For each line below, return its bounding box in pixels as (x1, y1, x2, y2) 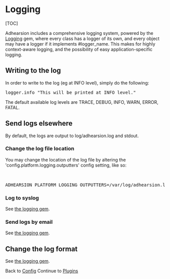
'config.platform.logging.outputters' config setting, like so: (5, 162, 126, 168)
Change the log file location (5, 145, 74, 152)
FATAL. (5, 104, 20, 110)
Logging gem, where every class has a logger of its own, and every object (5, 35, 160, 42)
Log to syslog (5, 194, 39, 201)
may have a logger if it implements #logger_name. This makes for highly (5, 41, 156, 47)
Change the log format (5, 245, 78, 253)
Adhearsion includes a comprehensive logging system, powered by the (5, 30, 153, 36)
